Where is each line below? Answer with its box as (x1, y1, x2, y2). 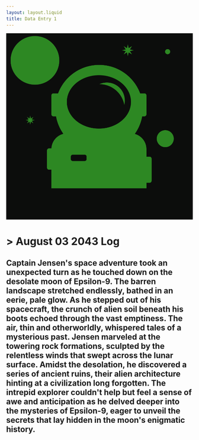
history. (6, 425, 36, 435)
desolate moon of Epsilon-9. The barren (6, 277, 156, 287)
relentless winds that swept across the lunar (6, 351, 174, 361)
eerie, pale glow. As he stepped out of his (6, 295, 162, 305)
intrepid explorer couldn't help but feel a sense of (6, 387, 192, 397)
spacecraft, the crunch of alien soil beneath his (6, 305, 184, 315)
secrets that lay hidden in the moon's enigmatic (6, 415, 185, 425)
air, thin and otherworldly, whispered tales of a (6, 323, 182, 333)
